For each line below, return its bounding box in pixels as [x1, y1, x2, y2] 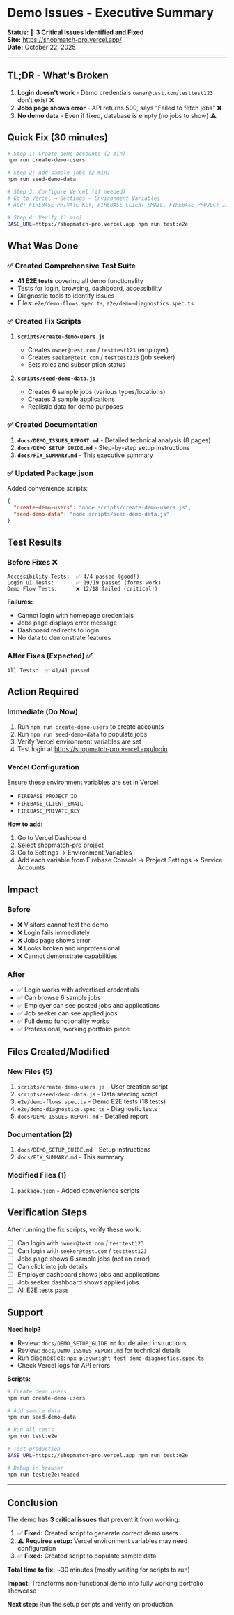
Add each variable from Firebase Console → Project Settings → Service [17, 856, 223, 864]
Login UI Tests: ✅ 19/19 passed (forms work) [7, 579, 162, 586]
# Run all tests [7, 1426, 54, 1433]
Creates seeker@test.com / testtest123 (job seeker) [27, 353, 175, 361]
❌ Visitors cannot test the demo [17, 920, 109, 929]
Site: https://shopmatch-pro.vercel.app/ [7, 35, 122, 43]
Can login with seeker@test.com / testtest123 [17, 1246, 148, 1255]
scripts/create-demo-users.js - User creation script [17, 1082, 169, 1091]
